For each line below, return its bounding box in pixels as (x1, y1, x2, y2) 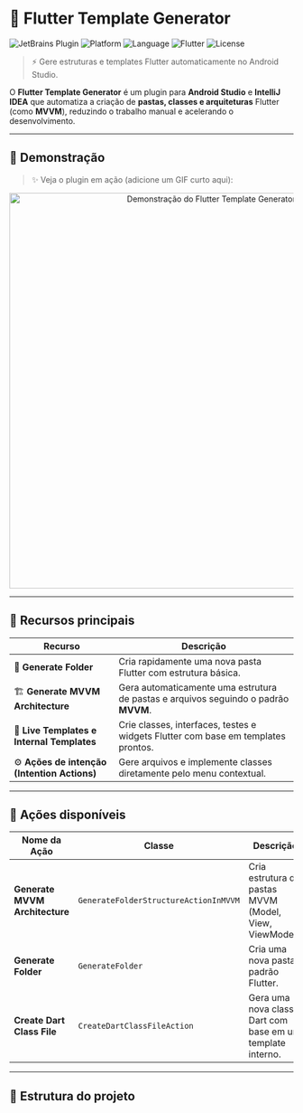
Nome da (22, 834, 61, 846)
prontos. (118, 740, 154, 753)
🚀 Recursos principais (9, 613, 135, 628)
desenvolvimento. (9, 115, 76, 126)
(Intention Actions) (14, 767, 97, 779)
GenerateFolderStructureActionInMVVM (78, 895, 241, 906)
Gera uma (248, 992, 290, 1005)
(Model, (248, 906, 281, 919)
